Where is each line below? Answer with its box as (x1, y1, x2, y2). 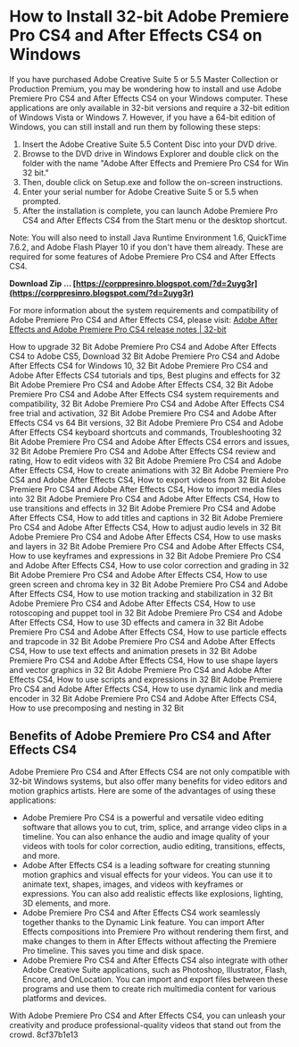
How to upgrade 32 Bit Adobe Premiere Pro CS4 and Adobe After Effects (9, 341, 277, 352)
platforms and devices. (21, 992, 107, 1003)
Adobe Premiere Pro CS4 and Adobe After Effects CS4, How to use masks (9, 531, 282, 542)
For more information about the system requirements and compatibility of (9, 304, 279, 315)
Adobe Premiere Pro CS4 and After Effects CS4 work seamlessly (21, 907, 261, 918)
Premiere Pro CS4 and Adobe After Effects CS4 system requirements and (9, 388, 279, 399)
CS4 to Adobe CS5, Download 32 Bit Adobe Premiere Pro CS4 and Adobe (9, 351, 280, 362)
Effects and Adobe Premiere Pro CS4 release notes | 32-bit (9, 324, 227, 335)
